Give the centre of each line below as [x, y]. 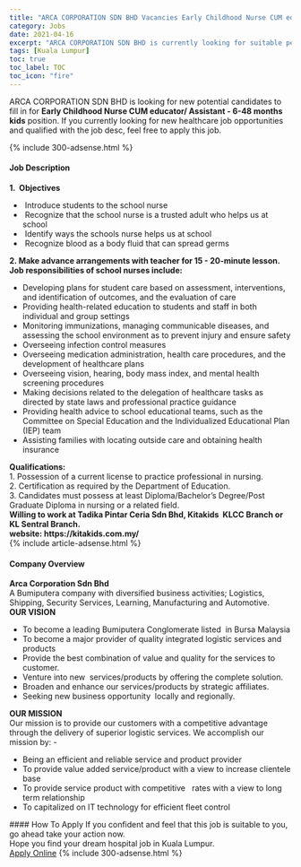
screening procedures [63, 383]
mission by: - [34, 742]
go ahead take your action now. [67, 834]
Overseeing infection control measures [94, 344]
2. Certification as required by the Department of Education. [120, 486]
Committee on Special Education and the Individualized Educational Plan [156, 420]
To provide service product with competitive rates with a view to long [152, 788]
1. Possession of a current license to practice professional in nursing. [137, 476]
